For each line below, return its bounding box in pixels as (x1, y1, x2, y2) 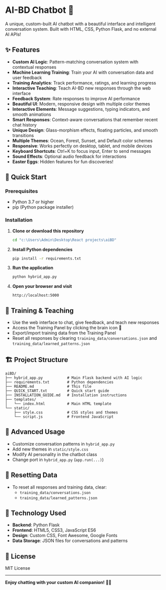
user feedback (12, 74, 42, 81)
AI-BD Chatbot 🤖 (5, 4, 74, 16)
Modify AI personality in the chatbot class (12, 451, 97, 457)
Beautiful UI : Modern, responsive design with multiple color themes (12, 101, 151, 107)
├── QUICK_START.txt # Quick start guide (5, 388, 110, 393)
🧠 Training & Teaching (5, 306, 74, 315)
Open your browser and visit (12, 283, 72, 289)
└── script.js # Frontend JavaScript (14, 414, 114, 419)
